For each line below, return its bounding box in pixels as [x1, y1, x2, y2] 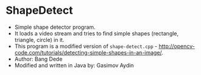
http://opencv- [158, 43, 195, 50]
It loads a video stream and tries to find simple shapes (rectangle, [14, 29, 179, 37]
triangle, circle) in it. [14, 36, 64, 43]
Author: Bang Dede [14, 55, 63, 62]
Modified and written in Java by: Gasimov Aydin [14, 61, 134, 69]
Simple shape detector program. [14, 23, 96, 31]
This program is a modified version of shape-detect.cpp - [14, 43, 157, 50]
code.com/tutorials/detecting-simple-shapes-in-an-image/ [14, 49, 162, 56]
